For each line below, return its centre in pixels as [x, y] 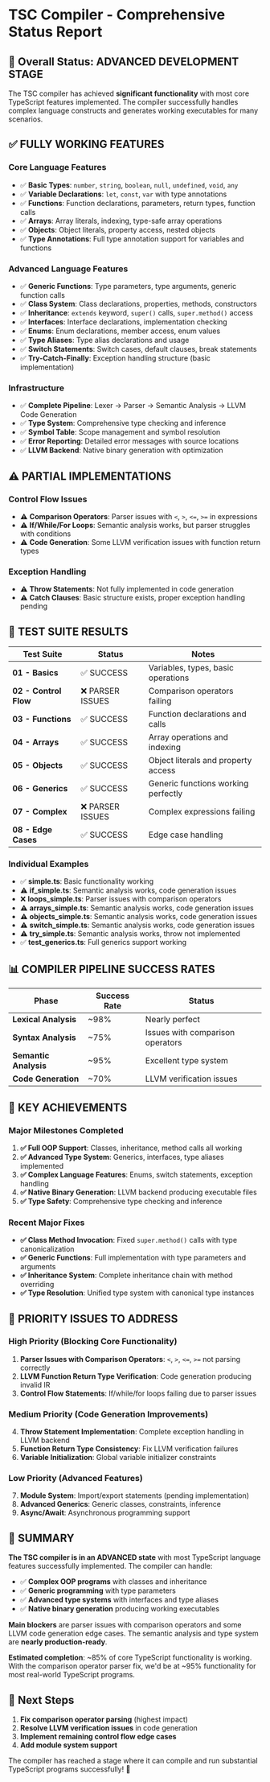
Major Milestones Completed [66, 1130]
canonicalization [47, 1249]
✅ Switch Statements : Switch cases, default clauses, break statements [138, 349]
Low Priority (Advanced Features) [76, 1479]
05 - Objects [38, 765]
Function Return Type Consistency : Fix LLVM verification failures [129, 1449]
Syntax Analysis [44, 1037]
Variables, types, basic [191, 668]
